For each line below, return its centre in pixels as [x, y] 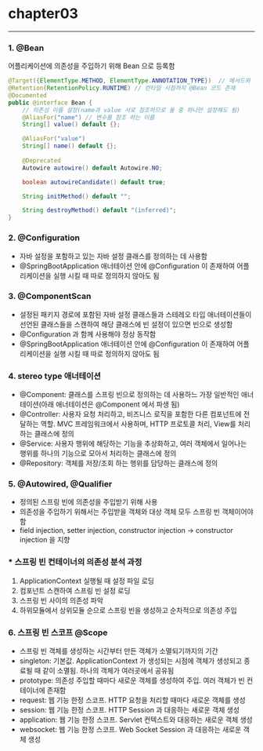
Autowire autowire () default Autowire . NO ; [92, 168]
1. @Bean [26, 48]
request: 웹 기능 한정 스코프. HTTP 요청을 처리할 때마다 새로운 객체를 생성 [132, 700]
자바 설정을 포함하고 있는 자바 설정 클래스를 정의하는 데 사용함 [113, 256]
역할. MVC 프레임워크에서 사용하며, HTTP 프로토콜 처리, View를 [138, 424]
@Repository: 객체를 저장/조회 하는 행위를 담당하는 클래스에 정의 [119, 463]
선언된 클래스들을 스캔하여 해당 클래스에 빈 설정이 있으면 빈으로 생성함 [126, 324]
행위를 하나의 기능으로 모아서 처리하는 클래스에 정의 [98, 454]
